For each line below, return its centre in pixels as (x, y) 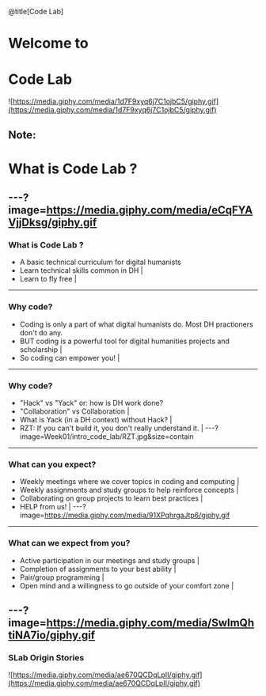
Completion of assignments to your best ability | (98, 569)
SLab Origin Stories (46, 657)
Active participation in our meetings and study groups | (110, 560)
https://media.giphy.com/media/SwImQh (150, 623)
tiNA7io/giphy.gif (52, 635)
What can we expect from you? (69, 543)
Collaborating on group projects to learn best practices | (111, 498)
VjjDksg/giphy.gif (53, 223)
